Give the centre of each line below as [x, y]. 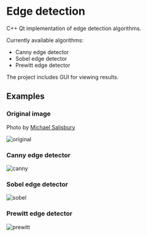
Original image [28, 114]
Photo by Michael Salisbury [41, 127]
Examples [25, 96]
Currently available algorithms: [45, 40]
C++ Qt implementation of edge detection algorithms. [74, 28]
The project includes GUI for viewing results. [62, 77]
